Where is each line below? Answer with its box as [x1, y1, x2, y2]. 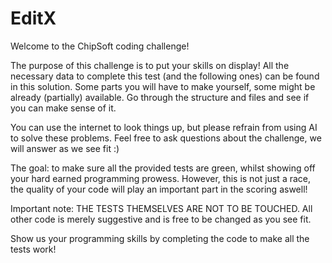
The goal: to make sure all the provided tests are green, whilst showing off [10, 162, 316, 174]
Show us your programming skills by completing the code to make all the [10, 232, 310, 244]
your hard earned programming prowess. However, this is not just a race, [10, 172, 311, 184]
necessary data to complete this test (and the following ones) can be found [10, 70, 320, 82]
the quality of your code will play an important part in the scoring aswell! [10, 183, 308, 195]
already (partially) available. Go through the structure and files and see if [10, 91, 310, 103]
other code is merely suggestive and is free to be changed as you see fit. [10, 213, 312, 225]
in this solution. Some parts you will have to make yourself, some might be [10, 80, 316, 92]
